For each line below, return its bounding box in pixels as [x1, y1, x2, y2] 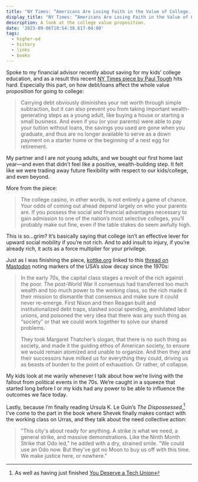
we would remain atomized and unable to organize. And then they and [20, 348, 191, 355]
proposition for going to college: [6, 87, 84, 94]
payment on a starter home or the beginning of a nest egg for [20, 136, 170, 143]
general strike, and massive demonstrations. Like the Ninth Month [20, 434, 181, 441]
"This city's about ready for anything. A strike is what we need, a [20, 427, 178, 434]
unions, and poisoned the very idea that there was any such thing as [20, 312, 187, 319]
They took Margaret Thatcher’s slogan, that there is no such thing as [20, 336, 187, 343]
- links [11, 47, 31, 53]
